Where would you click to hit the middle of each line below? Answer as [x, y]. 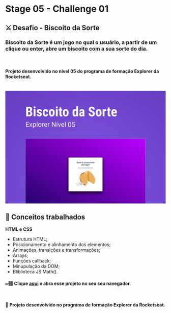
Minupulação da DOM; [36, 267]
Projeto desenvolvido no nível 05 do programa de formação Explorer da [82, 71]
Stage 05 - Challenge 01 [57, 9]
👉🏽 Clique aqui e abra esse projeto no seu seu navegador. [68, 283]
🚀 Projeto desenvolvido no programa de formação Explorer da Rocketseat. [85, 305]
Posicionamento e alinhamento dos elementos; [62, 245]
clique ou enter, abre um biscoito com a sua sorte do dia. [77, 49]
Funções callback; [32, 261]
